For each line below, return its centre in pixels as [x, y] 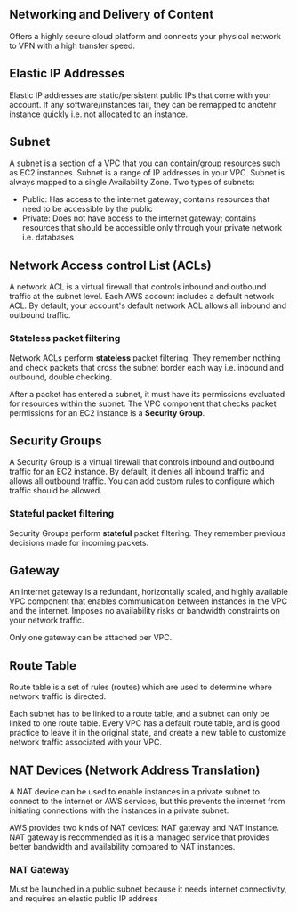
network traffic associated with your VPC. [86, 742]
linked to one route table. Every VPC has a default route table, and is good [145, 723]
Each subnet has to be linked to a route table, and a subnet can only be [139, 714]
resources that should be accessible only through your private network [152, 228]
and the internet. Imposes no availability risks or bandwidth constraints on [144, 611]
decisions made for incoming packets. [79, 542]
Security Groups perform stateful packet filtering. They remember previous [148, 533]
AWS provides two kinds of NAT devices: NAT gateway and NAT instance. [144, 828]
